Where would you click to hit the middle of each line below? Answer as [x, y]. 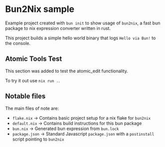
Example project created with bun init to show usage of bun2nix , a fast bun [83, 23]
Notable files [25, 96]
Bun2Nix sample [40, 9]
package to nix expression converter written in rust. [58, 28]
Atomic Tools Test [34, 59]
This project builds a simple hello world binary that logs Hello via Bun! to [81, 38]
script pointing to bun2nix [38, 139]
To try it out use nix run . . [33, 80]
